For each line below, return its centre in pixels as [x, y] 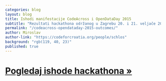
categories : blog [23, 10]
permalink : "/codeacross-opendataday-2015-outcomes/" [62, 28]
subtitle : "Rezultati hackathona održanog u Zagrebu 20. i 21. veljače [80, 23]
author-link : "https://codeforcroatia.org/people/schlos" [66, 38]
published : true [22, 46]
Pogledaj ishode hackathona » [69, 71]
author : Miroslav [23, 33]
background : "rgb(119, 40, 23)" [38, 42]
